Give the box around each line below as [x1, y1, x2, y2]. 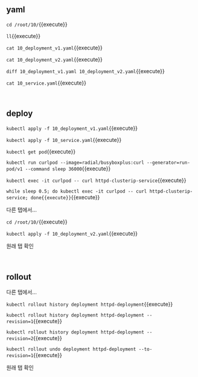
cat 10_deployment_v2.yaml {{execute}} [6, 56, 103, 63]
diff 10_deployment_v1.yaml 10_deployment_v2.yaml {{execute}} [6, 67, 165, 74]
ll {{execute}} [6, 32, 41, 39]
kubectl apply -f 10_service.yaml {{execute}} [6, 136, 122, 143]
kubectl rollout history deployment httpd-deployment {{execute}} [6, 301, 173, 308]
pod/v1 [6, 166, 23, 172]
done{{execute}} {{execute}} [30, 193, 100, 201]
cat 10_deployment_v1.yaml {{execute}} [6, 44, 103, 51]
